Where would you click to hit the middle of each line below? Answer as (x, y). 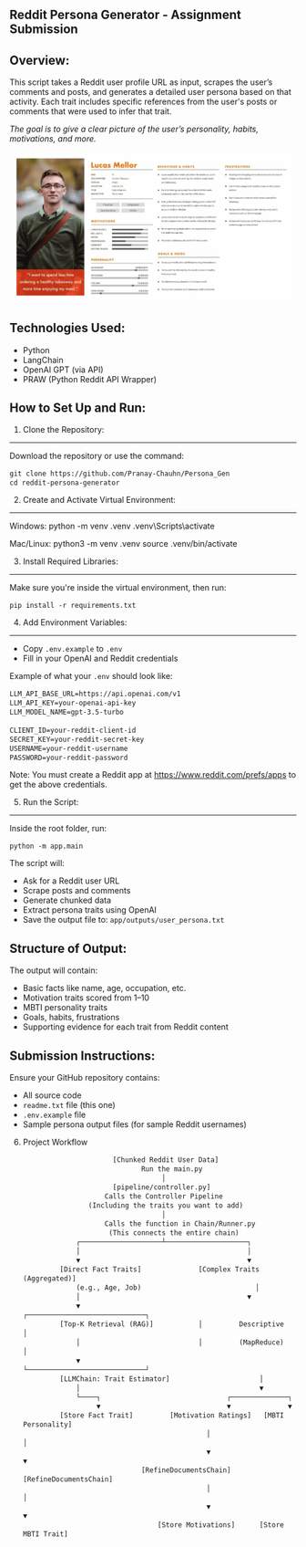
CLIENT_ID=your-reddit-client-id (73, 731)
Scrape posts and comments (76, 891)
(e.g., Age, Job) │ (168, 1288)
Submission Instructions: (82, 1056)
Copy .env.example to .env (72, 649)
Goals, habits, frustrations (71, 1018)
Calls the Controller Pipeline (163, 1197)
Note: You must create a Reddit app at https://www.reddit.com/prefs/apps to (153, 775)
